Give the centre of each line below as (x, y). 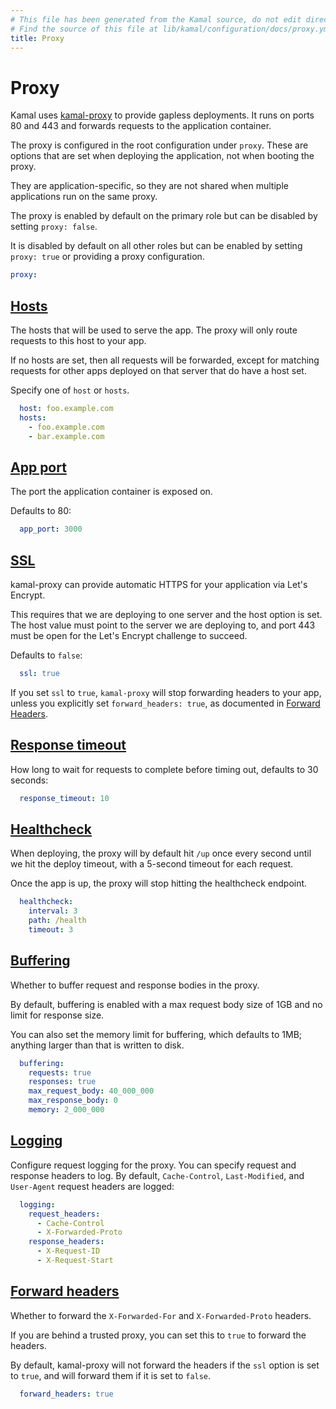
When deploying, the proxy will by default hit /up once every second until (161, 853)
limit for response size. (57, 1015)
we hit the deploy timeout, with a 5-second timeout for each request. (152, 864)
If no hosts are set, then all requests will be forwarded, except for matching (165, 360)
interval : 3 (53, 911)
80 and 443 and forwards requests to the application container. (141, 126)
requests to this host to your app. (78, 340)
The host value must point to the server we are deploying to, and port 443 (163, 625)
